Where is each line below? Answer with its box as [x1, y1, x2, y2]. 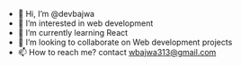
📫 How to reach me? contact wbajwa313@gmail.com [17, 47, 217, 57]
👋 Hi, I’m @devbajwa [17, 9, 95, 19]
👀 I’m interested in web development [17, 18, 154, 29]
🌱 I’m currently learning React [17, 28, 129, 37]
